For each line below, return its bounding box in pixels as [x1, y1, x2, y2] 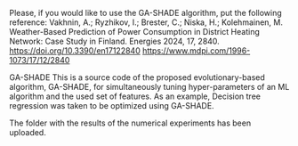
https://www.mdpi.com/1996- [141, 45, 251, 56]
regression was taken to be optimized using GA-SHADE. [9, 101, 215, 110]
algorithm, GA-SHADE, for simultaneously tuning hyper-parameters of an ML [9, 82, 290, 92]
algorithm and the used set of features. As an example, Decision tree [9, 91, 261, 101]
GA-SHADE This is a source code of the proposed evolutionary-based [9, 72, 265, 83]
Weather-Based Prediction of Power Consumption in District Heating [9, 27, 261, 36]
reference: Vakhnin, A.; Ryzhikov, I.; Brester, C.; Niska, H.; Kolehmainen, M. [9, 17, 283, 28]
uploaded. [9, 127, 46, 137]
